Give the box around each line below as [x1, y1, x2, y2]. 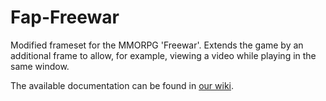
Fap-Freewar [10, 6, 120, 29]
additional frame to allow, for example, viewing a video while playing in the [10, 49, 317, 61]
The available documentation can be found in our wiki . [10, 79, 235, 91]
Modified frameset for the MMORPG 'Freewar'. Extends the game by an [10, 39, 304, 51]
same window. [10, 60, 70, 72]
